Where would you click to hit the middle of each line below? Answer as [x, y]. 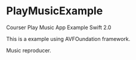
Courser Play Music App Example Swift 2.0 [59, 27]
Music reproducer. [29, 50]
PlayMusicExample [55, 11]
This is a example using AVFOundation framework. [68, 39]
